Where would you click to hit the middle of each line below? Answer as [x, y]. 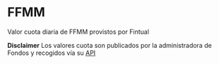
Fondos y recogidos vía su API [52, 53]
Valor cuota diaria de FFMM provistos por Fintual [78, 32]
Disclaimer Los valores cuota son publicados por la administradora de [109, 45]
